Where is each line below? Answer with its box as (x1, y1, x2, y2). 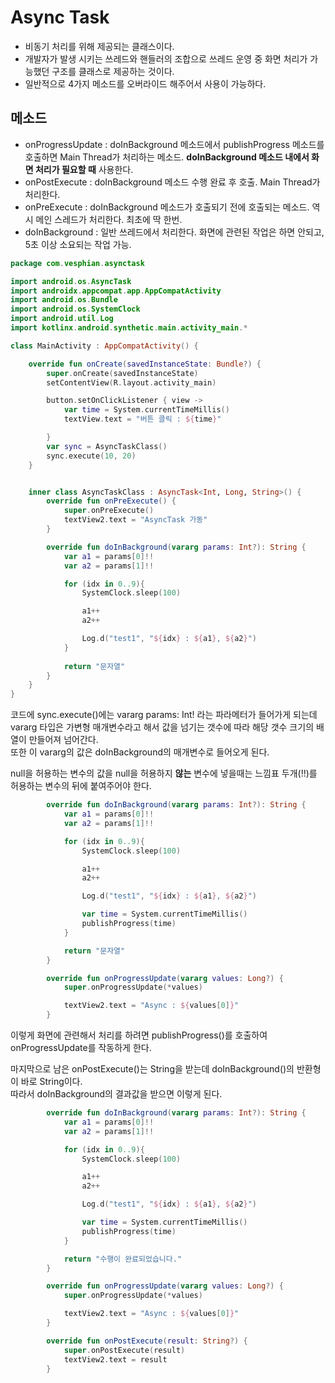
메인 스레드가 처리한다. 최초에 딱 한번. (35, 213, 183, 225)
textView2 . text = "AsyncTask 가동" (63, 515, 208, 525)
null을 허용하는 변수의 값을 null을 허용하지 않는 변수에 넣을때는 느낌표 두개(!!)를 (10, 767, 318, 780)
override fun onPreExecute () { (46, 496, 177, 506)
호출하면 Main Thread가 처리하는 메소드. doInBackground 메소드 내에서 (24, 151, 310, 163)
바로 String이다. (20, 1076, 83, 1087)
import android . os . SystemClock (10, 304, 141, 315)
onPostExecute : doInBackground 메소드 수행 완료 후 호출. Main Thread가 (24, 176, 321, 188)
